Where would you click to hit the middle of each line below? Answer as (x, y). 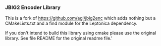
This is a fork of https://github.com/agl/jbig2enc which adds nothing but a (80, 18)
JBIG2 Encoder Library (33, 7)
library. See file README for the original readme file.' (59, 38)
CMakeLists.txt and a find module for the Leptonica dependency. (71, 23)
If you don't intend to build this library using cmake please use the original (80, 33)
